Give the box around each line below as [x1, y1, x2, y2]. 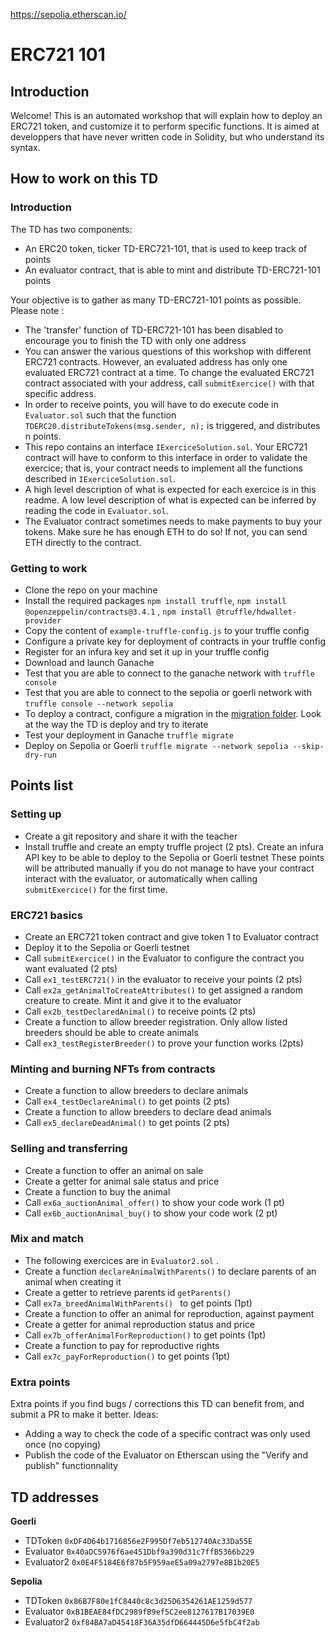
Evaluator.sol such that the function [24, 409, 177, 421]
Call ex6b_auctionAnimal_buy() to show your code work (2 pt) [24, 1207, 278, 1219]
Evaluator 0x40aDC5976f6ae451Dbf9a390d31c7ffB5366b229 [24, 1545, 255, 1557]
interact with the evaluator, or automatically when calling [24, 872, 258, 884]
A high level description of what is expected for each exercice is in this [24, 483, 317, 495]
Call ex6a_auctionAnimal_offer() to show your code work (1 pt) [24, 1196, 285, 1208]
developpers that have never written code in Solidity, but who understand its [10, 131, 325, 143]
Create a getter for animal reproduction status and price [24, 1318, 255, 1330]
